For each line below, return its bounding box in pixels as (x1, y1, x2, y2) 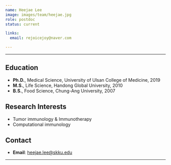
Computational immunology (12, 121, 71, 127)
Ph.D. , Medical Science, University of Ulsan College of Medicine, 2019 (12, 77, 160, 83)
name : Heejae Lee (5, 7, 42, 13)
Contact (5, 136, 32, 145)
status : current (5, 21, 40, 27)
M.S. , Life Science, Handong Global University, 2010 (12, 82, 123, 88)
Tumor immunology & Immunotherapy (12, 116, 92, 122)
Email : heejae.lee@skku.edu (12, 149, 73, 155)
